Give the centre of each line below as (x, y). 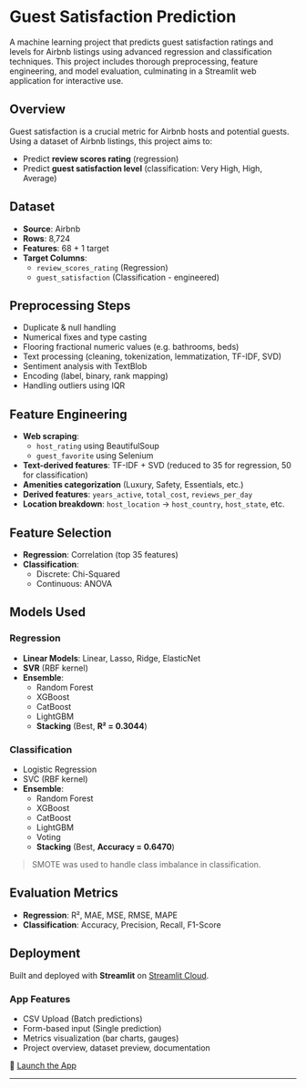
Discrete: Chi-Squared (78, 574)
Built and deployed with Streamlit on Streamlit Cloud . (109, 975)
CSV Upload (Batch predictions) (82, 1019)
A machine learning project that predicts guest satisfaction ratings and (142, 42)
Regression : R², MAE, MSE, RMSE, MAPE (100, 915)
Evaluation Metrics (64, 893)
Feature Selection (61, 533)
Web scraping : (51, 436)
